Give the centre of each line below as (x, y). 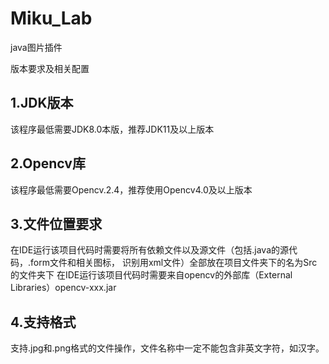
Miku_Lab (51, 18)
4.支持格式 (43, 322)
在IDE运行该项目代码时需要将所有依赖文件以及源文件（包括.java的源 (150, 250)
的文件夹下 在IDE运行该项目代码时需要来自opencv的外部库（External (151, 275)
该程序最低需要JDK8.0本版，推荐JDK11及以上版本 (112, 129)
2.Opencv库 (48, 163)
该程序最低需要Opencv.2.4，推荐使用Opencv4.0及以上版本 (131, 189)
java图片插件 (36, 47)
